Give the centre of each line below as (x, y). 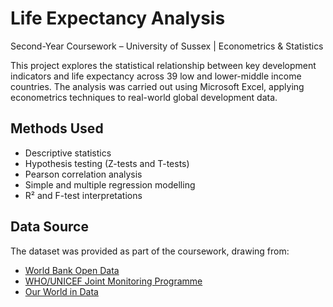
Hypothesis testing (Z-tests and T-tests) (107, 163)
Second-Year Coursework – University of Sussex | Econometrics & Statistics (167, 46)
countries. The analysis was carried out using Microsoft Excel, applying (157, 86)
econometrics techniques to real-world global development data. (144, 97)
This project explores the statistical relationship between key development (163, 65)
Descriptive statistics (68, 153)
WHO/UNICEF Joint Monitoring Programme (113, 281)
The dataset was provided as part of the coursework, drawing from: (150, 251)
